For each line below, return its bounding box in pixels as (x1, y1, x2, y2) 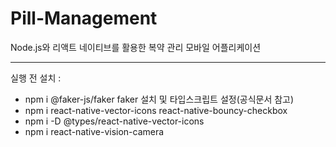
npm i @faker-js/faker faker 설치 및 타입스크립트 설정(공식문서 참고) (24, 93, 295, 105)
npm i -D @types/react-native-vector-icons (24, 115, 205, 127)
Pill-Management (10, 7, 158, 30)
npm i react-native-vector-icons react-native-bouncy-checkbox (24, 104, 288, 116)
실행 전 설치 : (10, 72, 62, 84)
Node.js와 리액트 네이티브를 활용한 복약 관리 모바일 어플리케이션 (10, 41, 262, 53)
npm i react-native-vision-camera (24, 125, 165, 137)
